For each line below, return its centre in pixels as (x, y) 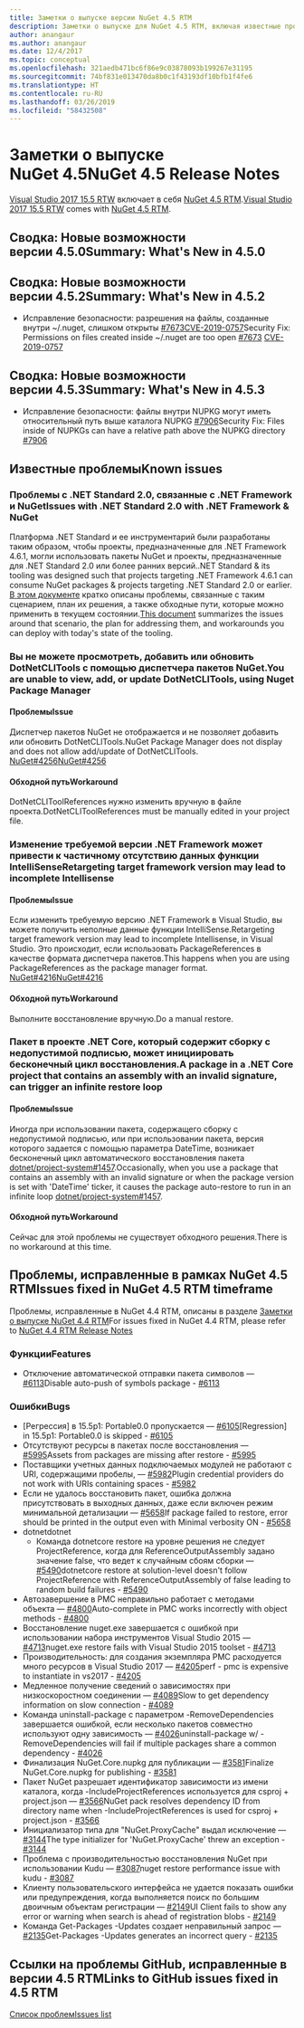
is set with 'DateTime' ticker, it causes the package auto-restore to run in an (150, 1186)
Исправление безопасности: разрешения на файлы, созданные (146, 319)
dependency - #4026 (62, 1753)
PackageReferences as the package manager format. (109, 968)
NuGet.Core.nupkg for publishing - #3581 (100, 1772)
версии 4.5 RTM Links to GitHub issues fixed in (144, 1978)
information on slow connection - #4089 (98, 1705)
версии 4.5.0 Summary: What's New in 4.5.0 (138, 251)
